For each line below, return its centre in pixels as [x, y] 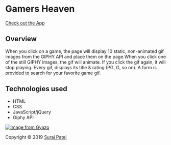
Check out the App [25, 23]
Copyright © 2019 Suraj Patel [36, 137]
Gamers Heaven [40, 9]
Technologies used [36, 89]
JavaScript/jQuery [32, 112]
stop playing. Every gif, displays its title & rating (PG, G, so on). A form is [81, 67]
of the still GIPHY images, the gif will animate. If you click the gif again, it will [86, 62]
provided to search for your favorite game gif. [53, 73]
